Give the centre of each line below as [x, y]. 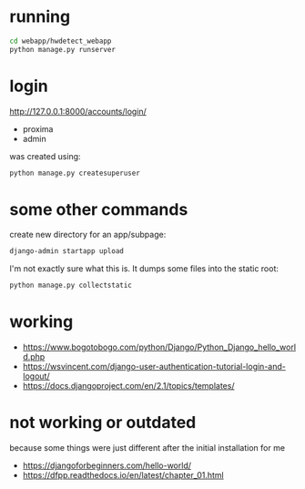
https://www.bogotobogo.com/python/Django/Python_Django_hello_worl [159, 347]
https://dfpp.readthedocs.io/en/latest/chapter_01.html [123, 475]
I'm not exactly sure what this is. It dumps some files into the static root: [144, 269]
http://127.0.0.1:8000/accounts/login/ [78, 111]
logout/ [36, 376]
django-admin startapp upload [67, 251]
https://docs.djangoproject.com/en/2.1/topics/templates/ [128, 386]
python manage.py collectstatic [71, 285]
